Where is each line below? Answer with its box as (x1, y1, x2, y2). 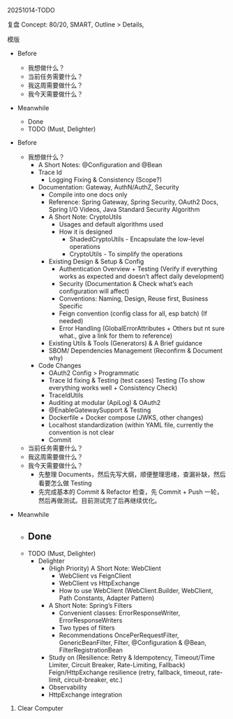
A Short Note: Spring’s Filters (48, 601, 133, 609)
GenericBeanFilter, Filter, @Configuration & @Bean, (59, 638, 207, 646)
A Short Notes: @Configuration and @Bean (38, 161, 163, 169)
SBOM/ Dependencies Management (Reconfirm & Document (48, 346, 223, 355)
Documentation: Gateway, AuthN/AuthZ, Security (38, 183, 179, 191)
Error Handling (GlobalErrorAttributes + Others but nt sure (59, 325, 225, 332)
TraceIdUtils (48, 391, 84, 399)
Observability (48, 683, 87, 691)
